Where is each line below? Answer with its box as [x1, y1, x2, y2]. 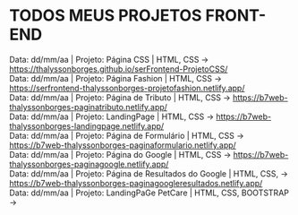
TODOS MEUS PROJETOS [9, 5, 202, 26]
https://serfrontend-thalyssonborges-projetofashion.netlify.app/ [9, 82, 245, 93]
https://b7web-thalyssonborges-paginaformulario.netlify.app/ [9, 140, 237, 150]
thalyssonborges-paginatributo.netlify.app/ [9, 101, 168, 112]
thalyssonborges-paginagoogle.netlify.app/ [9, 159, 169, 169]
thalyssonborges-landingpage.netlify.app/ [9, 120, 165, 131]
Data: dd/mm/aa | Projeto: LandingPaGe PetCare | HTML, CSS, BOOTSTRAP [9, 187, 289, 198]
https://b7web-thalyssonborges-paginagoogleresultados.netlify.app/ [9, 177, 263, 188]
